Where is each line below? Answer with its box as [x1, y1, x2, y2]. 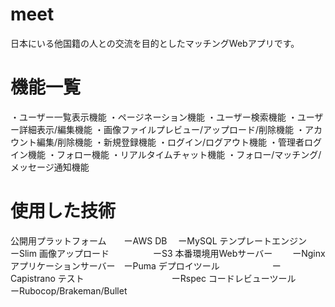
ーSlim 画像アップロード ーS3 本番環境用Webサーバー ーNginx [10, 247, 326, 259]
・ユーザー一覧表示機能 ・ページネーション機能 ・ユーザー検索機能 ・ [10, 111, 298, 123]
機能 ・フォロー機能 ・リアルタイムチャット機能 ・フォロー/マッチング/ [27, 148, 322, 160]
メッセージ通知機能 [10, 161, 90, 173]
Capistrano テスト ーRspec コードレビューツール [10, 272, 297, 284]
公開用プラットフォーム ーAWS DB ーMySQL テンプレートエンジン [10, 234, 308, 247]
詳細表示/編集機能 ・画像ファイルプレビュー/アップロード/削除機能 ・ [18, 123, 306, 135]
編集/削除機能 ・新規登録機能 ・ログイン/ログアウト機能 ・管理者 [36, 136, 305, 148]
